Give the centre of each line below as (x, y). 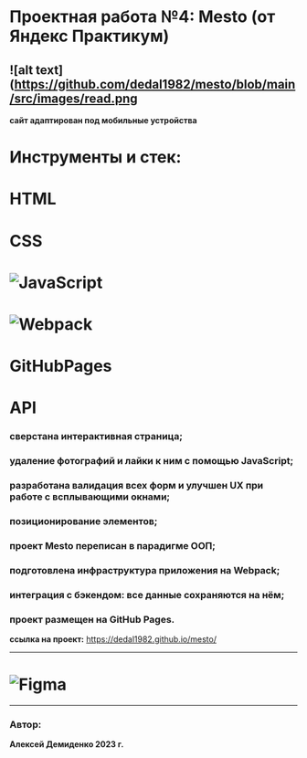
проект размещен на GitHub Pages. (92, 619)
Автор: (26, 724)
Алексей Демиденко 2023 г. (67, 744)
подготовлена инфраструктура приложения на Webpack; (145, 570)
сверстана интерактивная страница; (96, 437)
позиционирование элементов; (84, 521)
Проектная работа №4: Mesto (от (143, 17)
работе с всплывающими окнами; (90, 497)
